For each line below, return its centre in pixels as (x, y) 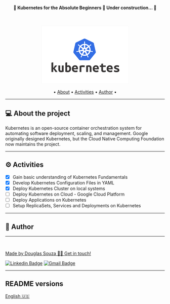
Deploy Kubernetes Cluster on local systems (59, 188)
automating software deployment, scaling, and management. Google (77, 134)
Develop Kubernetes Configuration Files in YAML (63, 182)
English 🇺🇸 (17, 296)
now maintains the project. (33, 144)
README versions (34, 284)
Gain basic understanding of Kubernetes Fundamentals (70, 177)
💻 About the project (38, 113)
